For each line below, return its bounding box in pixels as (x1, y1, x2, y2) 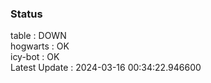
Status (10, 7, 43, 21)
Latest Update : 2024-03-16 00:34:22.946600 (10, 62, 202, 74)
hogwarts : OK (10, 40, 70, 52)
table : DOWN (10, 30, 67, 42)
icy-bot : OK (10, 51, 60, 63)
